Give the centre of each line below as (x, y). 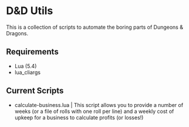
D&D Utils (30, 11)
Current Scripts (35, 91)
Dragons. (17, 33)
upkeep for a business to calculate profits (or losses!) (79, 117)
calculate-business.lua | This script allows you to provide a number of (99, 105)
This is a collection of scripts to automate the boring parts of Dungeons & (95, 27)
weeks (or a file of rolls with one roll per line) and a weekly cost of (94, 111)
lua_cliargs (28, 72)
